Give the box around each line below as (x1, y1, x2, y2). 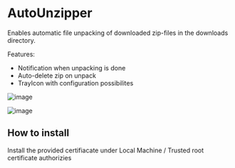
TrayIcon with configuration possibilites (17, 78, 134, 87)
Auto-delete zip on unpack (17, 71, 96, 80)
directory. (7, 36, 36, 44)
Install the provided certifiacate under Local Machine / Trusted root (7, 146, 204, 154)
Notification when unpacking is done (17, 63, 126, 72)
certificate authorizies (7, 153, 72, 162)
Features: (7, 50, 36, 58)
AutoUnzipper (7, 5, 93, 21)
